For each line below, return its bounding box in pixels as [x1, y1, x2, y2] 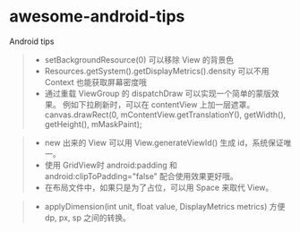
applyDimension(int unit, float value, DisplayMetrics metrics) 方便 [44, 201, 286, 211]
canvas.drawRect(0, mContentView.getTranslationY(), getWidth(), [44, 109, 287, 120]
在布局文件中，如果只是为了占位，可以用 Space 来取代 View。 [44, 182, 274, 193]
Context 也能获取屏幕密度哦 [44, 76, 148, 87]
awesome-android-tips [9, 6, 185, 27]
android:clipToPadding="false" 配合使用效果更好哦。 [44, 170, 239, 181]
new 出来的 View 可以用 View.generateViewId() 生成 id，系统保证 [44, 137, 284, 148]
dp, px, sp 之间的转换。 [44, 212, 132, 223]
